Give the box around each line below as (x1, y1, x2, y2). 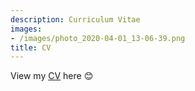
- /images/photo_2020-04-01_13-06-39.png (10, 33, 186, 43)
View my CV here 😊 (10, 70, 94, 82)
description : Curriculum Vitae (10, 14, 141, 25)
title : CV (10, 42, 52, 53)
